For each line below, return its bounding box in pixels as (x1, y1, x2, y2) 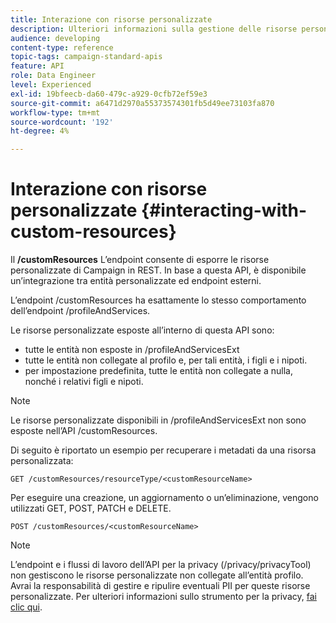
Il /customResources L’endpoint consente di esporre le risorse (10, 254, 270, 266)
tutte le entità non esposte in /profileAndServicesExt (24, 344, 240, 356)
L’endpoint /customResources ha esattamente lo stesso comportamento (10, 294, 307, 306)
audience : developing (10, 33, 101, 43)
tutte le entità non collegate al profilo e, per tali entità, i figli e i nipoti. (24, 354, 308, 366)
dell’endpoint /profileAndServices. (10, 305, 151, 317)
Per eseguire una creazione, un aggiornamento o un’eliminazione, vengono (10, 492, 319, 504)
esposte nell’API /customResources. (10, 425, 158, 437)
